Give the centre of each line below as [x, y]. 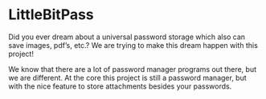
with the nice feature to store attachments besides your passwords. [120, 86]
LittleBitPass [51, 15]
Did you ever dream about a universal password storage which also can [127, 37]
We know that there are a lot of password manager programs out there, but [133, 69]
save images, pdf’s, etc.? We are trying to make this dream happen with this [133, 45]
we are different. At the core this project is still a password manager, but [127, 77]
